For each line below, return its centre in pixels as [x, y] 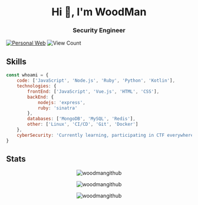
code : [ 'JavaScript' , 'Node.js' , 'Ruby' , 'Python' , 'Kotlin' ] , [96, 81]
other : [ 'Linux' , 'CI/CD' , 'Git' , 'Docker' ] [83, 125]
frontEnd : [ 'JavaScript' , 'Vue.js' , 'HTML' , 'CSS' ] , [93, 91]
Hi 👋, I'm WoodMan [99, 12]
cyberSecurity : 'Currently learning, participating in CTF [91, 135]
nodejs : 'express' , [61, 102]
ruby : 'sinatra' [57, 108]
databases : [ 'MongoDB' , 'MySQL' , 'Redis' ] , [81, 119]
